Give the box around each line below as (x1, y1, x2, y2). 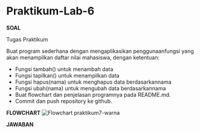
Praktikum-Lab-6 (6, 4, 95, 18)
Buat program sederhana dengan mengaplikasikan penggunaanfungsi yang (6, 47, 195, 55)
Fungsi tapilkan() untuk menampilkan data (15, 72, 120, 79)
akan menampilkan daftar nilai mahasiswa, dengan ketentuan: (6, 54, 160, 61)
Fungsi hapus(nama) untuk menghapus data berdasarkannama (15, 78, 172, 85)
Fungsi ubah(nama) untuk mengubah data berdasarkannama (15, 84, 166, 91)
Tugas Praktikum (6, 36, 48, 43)
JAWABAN (6, 120, 34, 128)
